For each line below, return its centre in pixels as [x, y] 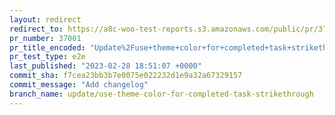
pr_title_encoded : [47, 47]
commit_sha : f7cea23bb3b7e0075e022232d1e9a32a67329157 [126, 76]
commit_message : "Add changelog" [79, 85]
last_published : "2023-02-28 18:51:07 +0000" [105, 66]
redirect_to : [36, 29]
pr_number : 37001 [45, 38]
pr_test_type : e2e [47, 57]
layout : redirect [45, 19]
